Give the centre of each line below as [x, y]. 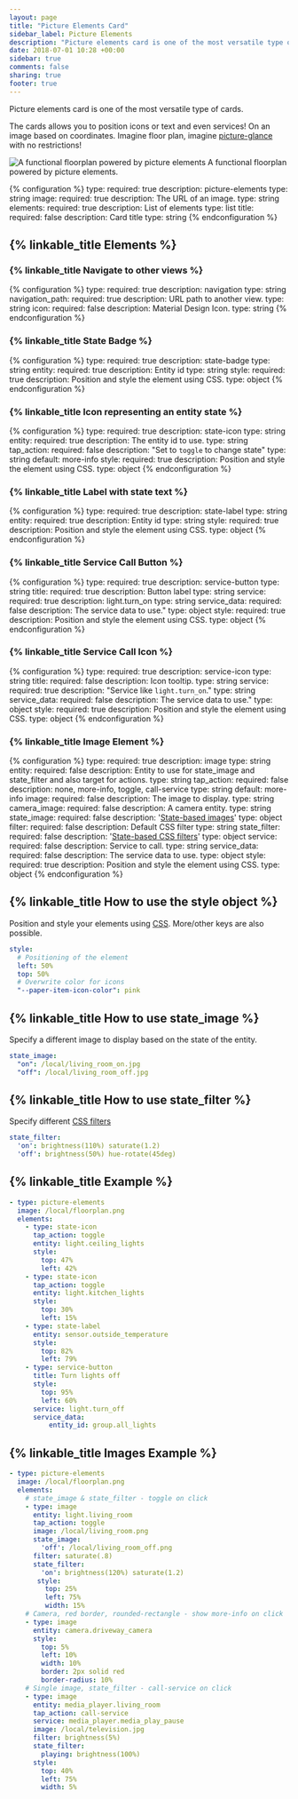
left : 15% [59, 1318]
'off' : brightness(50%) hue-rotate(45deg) [97, 1154]
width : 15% [65, 1606]
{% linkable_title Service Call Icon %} [91, 652]
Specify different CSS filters [60, 1121]
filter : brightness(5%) [77, 1738]
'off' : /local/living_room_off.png [107, 1548]
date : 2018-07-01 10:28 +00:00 [67, 51]
